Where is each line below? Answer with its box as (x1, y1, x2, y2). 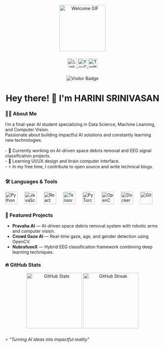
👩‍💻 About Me (5, 110, 37, 117)
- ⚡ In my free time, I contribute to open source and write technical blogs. (5, 164, 154, 170)
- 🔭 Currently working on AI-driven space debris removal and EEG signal (5, 148, 152, 154)
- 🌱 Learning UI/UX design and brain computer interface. (5, 158, 120, 164)
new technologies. (5, 137, 43, 143)
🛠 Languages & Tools (5, 178, 58, 185)
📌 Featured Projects (5, 212, 53, 219)
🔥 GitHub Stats (5, 261, 41, 268)
